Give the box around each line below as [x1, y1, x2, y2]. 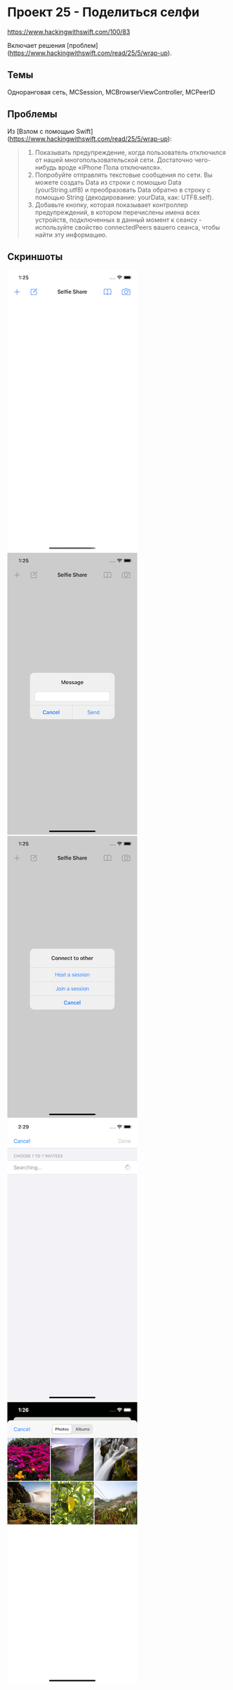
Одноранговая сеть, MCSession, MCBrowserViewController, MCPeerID [7, 87, 215, 96]
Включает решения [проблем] [7, 41, 98, 49]
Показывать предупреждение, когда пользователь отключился [34, 148, 227, 156]
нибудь [34, 163, 58, 171]
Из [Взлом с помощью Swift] [7, 127, 93, 135]
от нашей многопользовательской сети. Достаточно [34, 156, 193, 164]
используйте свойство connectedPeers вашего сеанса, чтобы [34, 223, 220, 231]
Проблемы [7, 108, 58, 120]
